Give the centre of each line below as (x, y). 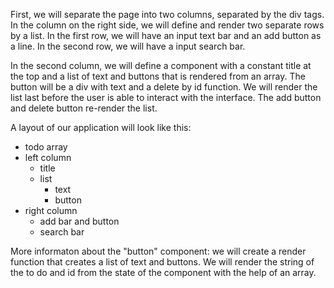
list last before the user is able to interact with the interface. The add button (166, 97)
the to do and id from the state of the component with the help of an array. (163, 272)
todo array (46, 147)
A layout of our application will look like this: (101, 127)
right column (51, 210)
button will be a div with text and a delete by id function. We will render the (164, 87)
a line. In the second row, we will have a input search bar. (128, 46)
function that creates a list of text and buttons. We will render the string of (162, 262)
